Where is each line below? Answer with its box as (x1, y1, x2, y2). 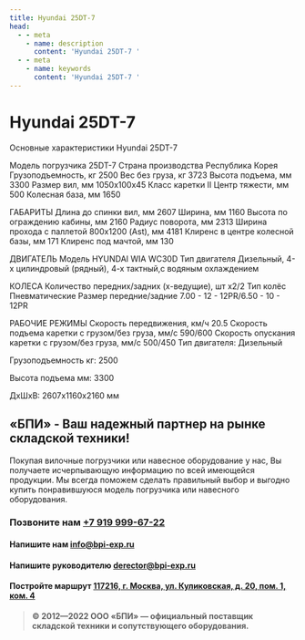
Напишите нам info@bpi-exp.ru (9, 539, 135, 550)
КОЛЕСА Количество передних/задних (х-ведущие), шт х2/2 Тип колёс (9, 280, 287, 292)
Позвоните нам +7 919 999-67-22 (9, 516, 166, 529)
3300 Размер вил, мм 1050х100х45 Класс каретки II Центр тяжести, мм (9, 179, 290, 190)
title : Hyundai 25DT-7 (9, 13, 96, 23)
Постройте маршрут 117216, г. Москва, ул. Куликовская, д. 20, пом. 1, (9, 581, 287, 592)
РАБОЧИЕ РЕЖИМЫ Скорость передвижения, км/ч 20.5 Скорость (9, 317, 268, 328)
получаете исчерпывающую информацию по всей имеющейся (9, 464, 255, 475)
